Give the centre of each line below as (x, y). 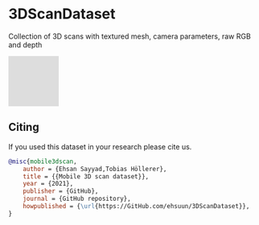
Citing (24, 127)
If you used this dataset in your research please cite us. (100, 146)
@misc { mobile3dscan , (43, 162)
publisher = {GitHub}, (61, 191)
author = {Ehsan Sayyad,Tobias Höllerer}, (95, 169)
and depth (25, 44)
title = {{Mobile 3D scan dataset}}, (86, 176)
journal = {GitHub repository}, (77, 199)
